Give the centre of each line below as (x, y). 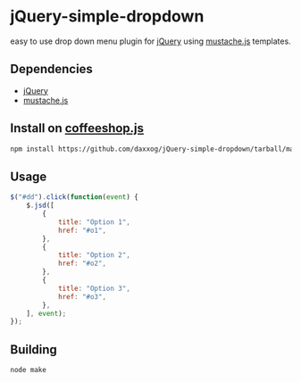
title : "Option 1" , (94, 222)
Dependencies (51, 69)
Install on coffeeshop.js (77, 128)
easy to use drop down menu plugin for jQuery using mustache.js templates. (150, 41)
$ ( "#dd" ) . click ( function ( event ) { (75, 197)
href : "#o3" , (82, 296)
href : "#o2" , (82, 264)
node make (29, 370)
